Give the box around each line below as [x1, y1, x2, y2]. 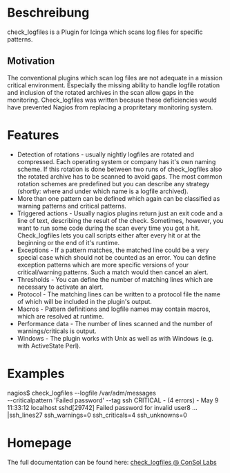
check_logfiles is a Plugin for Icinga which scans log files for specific [7, 28, 203, 36]
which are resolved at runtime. [17, 312, 104, 320]
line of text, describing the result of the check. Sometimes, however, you [17, 216, 224, 224]
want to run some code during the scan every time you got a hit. [17, 224, 200, 232]
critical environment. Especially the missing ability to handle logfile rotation [7, 81, 220, 89]
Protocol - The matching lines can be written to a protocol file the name [17, 289, 221, 298]
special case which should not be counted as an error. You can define [17, 253, 216, 261]
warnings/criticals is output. [17, 327, 97, 335]
